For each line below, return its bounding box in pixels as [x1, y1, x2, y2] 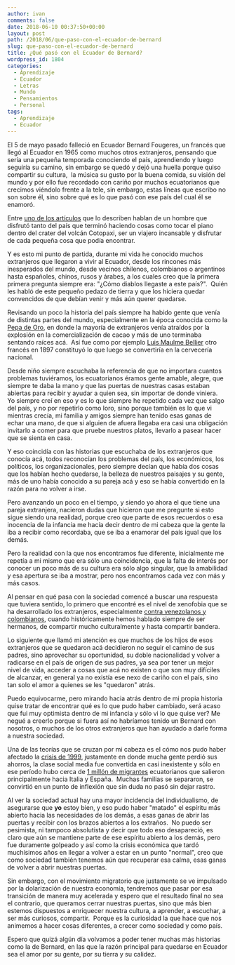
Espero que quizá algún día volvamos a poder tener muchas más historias [7, 935, 221, 943]
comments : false [7, 17, 55, 24]
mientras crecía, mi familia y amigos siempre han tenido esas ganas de [7, 411, 212, 420]
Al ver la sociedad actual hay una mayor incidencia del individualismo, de [7, 796, 219, 804]
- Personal [13, 102, 46, 109]
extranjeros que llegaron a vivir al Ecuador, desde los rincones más [7, 257, 201, 265]
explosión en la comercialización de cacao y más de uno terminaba [7, 331, 202, 339]
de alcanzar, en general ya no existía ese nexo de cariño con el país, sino [7, 673, 219, 681]
